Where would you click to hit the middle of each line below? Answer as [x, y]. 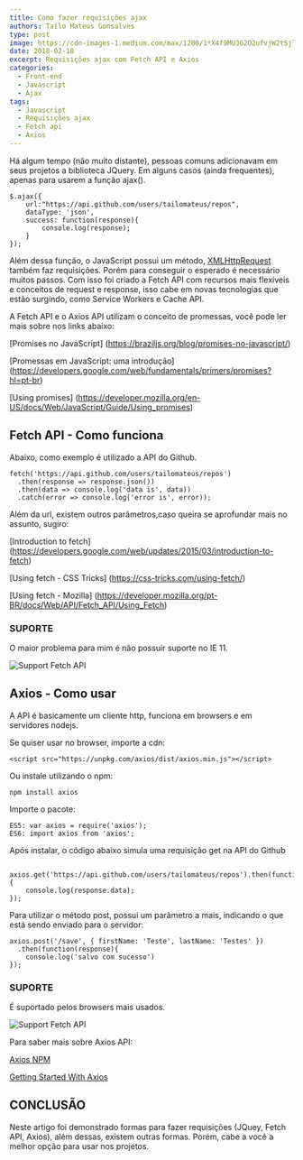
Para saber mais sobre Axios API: [71, 1042]
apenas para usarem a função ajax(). [78, 180]
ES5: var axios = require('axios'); [78, 825]
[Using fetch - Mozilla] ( [53, 595]
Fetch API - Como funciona [87, 435]
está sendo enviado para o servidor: [77, 925]
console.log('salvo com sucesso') [90, 957]
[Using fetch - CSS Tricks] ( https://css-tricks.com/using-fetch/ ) [128, 577]
